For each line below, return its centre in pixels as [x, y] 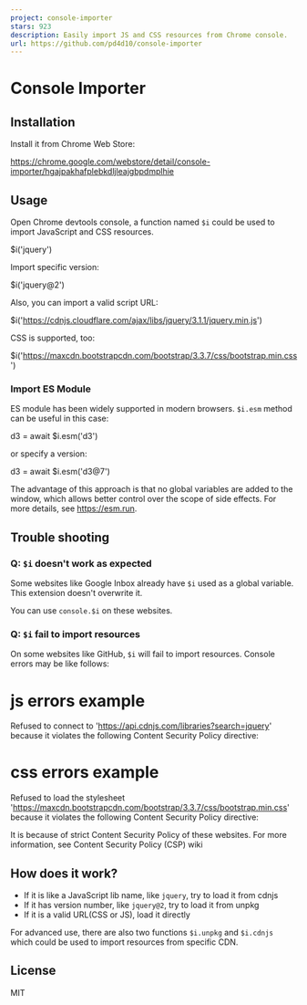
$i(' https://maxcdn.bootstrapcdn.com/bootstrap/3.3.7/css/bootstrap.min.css [154, 356]
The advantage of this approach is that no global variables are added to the [152, 489]
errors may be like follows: [60, 664]
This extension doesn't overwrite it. [77, 593]
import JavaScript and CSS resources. [82, 232]
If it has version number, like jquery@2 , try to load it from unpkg [141, 906]
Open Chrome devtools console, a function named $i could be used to [143, 222]
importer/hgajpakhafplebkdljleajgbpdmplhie [92, 172]
